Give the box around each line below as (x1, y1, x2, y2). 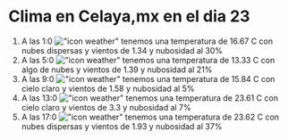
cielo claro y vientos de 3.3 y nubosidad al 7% (21, 102, 191, 112)
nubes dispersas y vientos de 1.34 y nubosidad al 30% (21, 45, 224, 55)
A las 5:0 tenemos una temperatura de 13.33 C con (21, 54, 275, 65)
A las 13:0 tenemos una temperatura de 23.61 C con (21, 92, 279, 103)
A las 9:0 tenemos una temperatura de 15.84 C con (21, 73, 275, 84)
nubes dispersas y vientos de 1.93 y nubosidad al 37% (21, 120, 223, 131)
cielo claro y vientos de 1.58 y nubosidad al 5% (21, 83, 195, 94)
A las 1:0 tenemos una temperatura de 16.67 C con (21, 36, 274, 46)
